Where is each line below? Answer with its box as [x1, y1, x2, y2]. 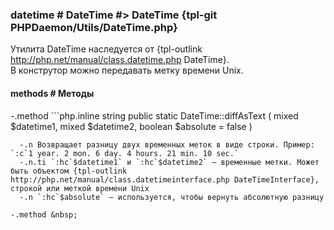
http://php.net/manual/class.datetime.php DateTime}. [10, 54, 230, 66]
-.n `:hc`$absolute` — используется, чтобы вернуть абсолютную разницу [19, 192, 325, 202]
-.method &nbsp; [10, 209, 78, 220]
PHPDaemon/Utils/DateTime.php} [10, 20, 178, 34]
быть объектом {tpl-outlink [10, 166, 128, 176]
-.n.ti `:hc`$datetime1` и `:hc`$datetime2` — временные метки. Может [19, 157, 320, 167]
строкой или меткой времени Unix [10, 183, 150, 193]
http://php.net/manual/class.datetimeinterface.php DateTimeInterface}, [10, 174, 320, 185]
